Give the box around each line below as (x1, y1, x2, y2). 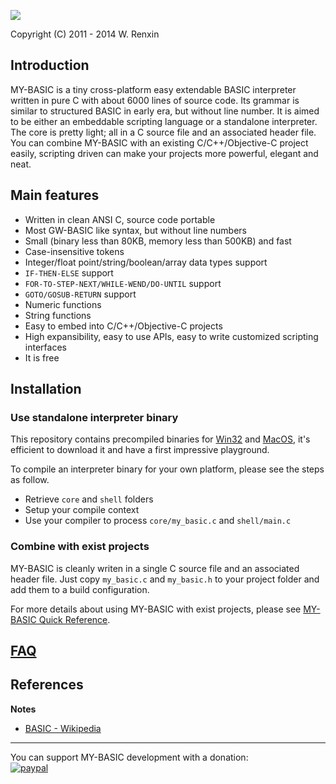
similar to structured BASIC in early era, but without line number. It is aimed (10, 105, 320, 117)
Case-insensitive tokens (24, 245, 125, 257)
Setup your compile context (24, 504, 140, 516)
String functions (24, 309, 92, 321)
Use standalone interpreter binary (10, 410, 179, 424)
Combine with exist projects (10, 540, 150, 554)
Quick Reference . (38, 613, 111, 625)
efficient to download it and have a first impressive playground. (10, 444, 270, 456)
